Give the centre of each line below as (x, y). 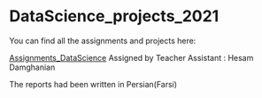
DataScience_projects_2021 (114, 16)
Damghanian (32, 67)
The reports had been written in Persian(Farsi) (93, 84)
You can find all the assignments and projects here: (103, 41)
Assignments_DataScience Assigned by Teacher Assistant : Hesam (131, 57)
